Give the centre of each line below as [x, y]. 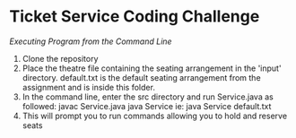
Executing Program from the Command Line [91, 41]
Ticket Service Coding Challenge [135, 17]
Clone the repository [60, 58]
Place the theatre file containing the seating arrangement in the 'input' [152, 68]
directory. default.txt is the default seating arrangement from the [142, 77]
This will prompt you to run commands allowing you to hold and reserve [155, 116]
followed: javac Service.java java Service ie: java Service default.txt [147, 106]
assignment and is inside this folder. [88, 87]
